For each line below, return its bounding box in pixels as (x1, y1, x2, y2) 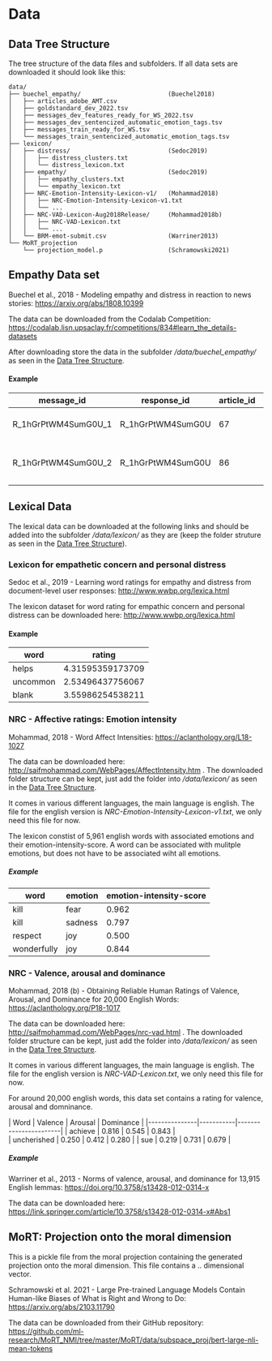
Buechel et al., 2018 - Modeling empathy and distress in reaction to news (8, 290, 252, 299)
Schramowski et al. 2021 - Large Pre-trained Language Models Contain (8, 1285, 245, 1294)
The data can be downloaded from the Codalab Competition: (8, 314, 211, 324)
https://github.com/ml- (8, 1326, 85, 1336)
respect (12, 930, 42, 941)
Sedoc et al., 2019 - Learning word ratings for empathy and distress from (8, 577, 252, 587)
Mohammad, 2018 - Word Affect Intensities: (8, 732, 154, 742)
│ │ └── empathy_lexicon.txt (8, 182, 121, 191)
